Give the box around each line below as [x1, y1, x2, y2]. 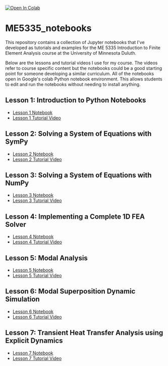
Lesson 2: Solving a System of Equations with [5, 130, 152, 138]
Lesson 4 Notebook [12, 233, 54, 240]
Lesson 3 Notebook [12, 192, 54, 198]
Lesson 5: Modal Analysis [5, 254, 88, 262]
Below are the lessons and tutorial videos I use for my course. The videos [5, 60, 158, 66]
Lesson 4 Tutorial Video [12, 239, 62, 245]
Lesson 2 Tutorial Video [12, 156, 62, 162]
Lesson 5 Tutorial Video [12, 272, 62, 278]
